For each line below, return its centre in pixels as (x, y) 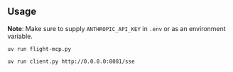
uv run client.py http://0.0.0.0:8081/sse (71, 61)
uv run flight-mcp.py (39, 49)
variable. (20, 36)
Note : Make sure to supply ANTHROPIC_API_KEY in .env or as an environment (116, 28)
